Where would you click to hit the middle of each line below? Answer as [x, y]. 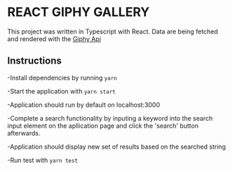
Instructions [34, 61]
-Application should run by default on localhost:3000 [84, 105]
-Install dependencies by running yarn [62, 77]
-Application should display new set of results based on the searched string [116, 147]
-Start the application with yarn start [61, 91]
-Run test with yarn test [43, 160]
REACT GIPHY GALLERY [78, 12]
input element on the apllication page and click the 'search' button [103, 126]
